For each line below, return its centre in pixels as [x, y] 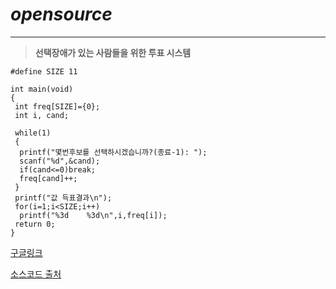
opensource [61, 14]
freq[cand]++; [48, 178]
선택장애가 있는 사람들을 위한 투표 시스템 [113, 52]
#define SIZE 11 [44, 71]
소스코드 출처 [36, 274]
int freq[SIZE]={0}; [57, 106]
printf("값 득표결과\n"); [63, 198]
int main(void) [42, 89]
